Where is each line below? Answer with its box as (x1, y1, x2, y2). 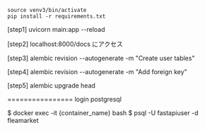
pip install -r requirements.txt (7, 13, 106, 20)
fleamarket (7, 117, 39, 124)
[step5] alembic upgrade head (7, 81, 95, 90)
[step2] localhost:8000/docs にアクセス (7, 40, 123, 48)
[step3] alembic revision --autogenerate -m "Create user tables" (7, 54, 195, 62)
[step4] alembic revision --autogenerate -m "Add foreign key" (7, 68, 187, 76)
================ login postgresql (7, 95, 122, 103)
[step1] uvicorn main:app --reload (7, 25, 105, 33)
